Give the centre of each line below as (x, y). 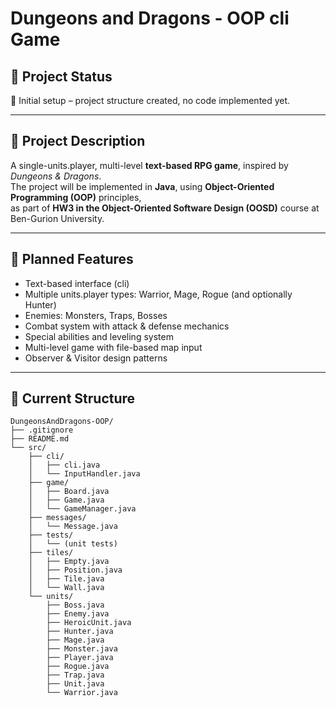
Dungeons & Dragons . (56, 176)
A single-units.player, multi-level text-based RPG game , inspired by (149, 165)
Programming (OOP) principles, (76, 197)
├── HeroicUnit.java (89, 623)
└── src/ (28, 448)
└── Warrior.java (82, 693)
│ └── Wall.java (66, 588)
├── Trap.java (75, 675)
